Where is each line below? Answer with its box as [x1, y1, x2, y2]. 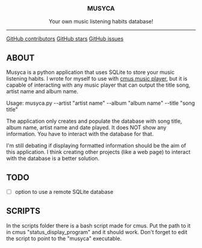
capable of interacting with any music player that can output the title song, [6, 81, 191, 88]
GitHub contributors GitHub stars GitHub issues [6, 35, 124, 43]
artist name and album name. [6, 88, 79, 95]
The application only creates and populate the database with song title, [6, 117, 182, 125]
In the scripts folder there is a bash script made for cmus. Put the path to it [6, 222, 191, 229]
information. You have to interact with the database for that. [6, 131, 154, 138]
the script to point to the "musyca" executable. [6, 235, 122, 242]
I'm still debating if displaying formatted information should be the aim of [6, 142, 186, 149]
